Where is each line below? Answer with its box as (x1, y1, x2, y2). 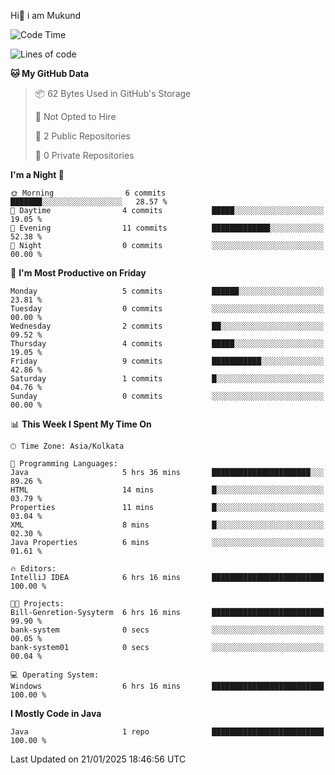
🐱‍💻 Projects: (10, 599, 65, 609)
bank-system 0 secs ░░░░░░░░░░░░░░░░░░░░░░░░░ (10, 625, 325, 635)
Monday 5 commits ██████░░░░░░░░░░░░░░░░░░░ (10, 286, 325, 296)
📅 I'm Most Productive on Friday (10, 267, 147, 279)
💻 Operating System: (10, 670, 100, 680)
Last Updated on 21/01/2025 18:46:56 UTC (10, 753, 187, 765)
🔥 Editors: (10, 564, 57, 574)
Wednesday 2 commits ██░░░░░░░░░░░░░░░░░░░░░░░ (10, 321, 325, 331)
